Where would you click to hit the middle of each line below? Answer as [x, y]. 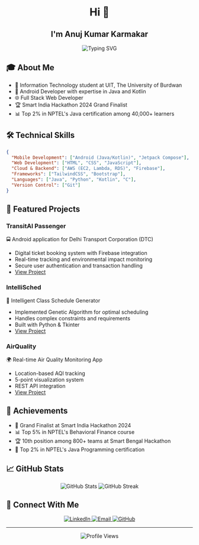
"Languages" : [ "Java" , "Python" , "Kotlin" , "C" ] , [74, 179]
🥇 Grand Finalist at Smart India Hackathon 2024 [73, 425]
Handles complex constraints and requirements [72, 318]
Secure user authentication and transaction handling [79, 266]
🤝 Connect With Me [43, 505]
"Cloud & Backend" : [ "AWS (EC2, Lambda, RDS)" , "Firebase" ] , [89, 169]
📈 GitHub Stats [35, 469]
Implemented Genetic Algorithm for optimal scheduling [81, 312]
